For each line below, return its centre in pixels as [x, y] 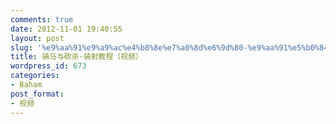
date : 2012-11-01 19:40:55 [66, 29]
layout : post [37, 38]
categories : [35, 76]
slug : [21, 47]
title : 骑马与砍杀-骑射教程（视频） [76, 57]
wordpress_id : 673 [48, 66]
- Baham [26, 85]
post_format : [37, 94]
